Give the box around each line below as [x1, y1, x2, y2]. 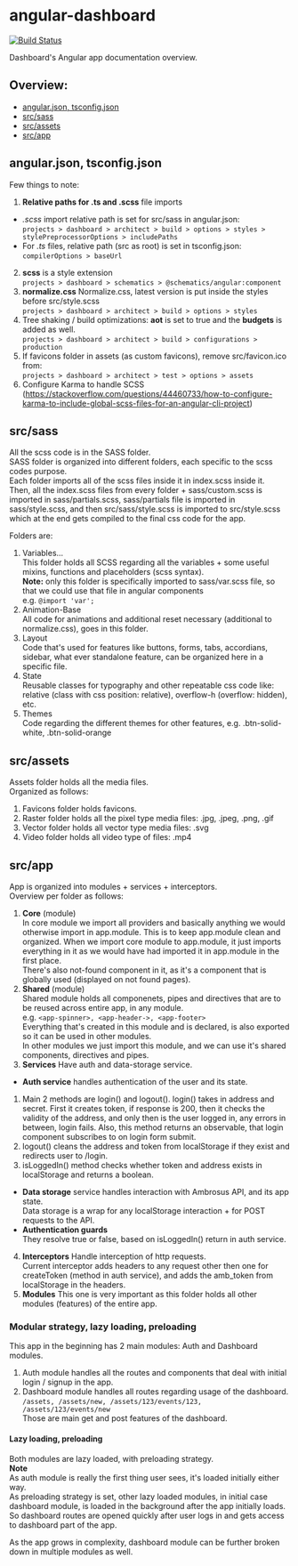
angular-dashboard [9, 5, 156, 26]
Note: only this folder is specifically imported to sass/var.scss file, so [21, 576, 276, 587]
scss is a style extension [21, 267, 113, 278]
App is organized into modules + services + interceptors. [9, 882, 218, 892]
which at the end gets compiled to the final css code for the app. [9, 513, 246, 524]
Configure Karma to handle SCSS [21, 379, 145, 390]
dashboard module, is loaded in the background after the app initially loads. [9, 1500, 286, 1511]
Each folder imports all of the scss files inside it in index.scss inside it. [9, 475, 265, 486]
